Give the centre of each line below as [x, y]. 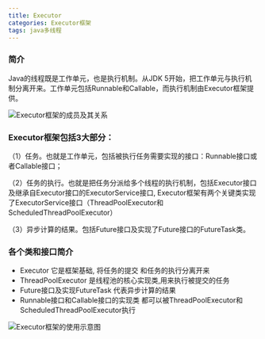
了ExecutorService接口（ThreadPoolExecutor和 [86, 202]
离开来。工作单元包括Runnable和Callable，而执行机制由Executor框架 [134, 88]
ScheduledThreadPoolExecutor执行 [78, 310]
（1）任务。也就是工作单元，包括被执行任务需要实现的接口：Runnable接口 [129, 156]
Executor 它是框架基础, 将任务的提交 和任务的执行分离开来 [115, 271]
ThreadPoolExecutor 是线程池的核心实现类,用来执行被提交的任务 [125, 280]
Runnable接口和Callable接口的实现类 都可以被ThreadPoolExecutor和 [131, 300]
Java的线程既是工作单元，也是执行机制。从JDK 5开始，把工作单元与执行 [127, 78]
